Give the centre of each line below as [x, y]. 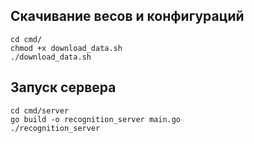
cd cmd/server [40, 110]
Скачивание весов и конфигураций [127, 16]
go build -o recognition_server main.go [96, 119]
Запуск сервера [63, 87]
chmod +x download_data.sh [66, 48]
